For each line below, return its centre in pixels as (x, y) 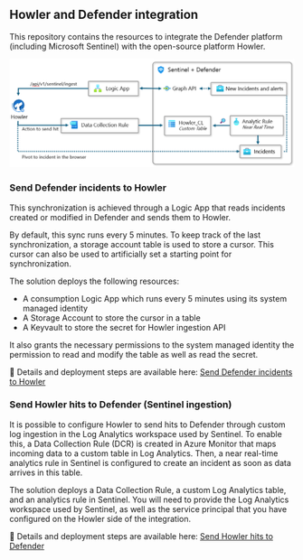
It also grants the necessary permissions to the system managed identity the (152, 345)
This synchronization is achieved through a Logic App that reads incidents (147, 208)
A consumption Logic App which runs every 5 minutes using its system (155, 298)
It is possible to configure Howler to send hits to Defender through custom (148, 425)
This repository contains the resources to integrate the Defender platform (146, 36)
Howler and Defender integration (104, 15)
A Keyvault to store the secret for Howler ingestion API (124, 327)
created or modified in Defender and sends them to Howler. (120, 217)
